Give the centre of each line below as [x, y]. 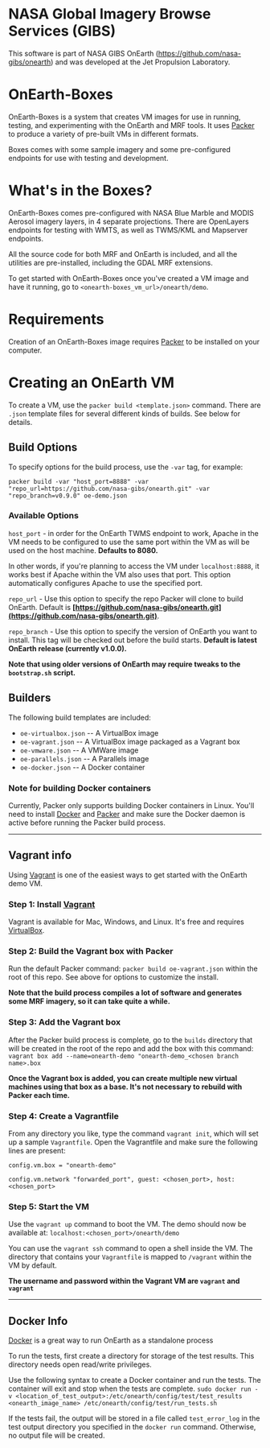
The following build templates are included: [80, 717]
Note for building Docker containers [80, 788]
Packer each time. [39, 1095]
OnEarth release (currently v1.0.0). [67, 648]
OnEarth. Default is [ [42, 607]
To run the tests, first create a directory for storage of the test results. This [131, 1356]
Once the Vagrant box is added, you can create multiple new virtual [123, 1078]
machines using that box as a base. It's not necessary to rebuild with [125, 1087]
